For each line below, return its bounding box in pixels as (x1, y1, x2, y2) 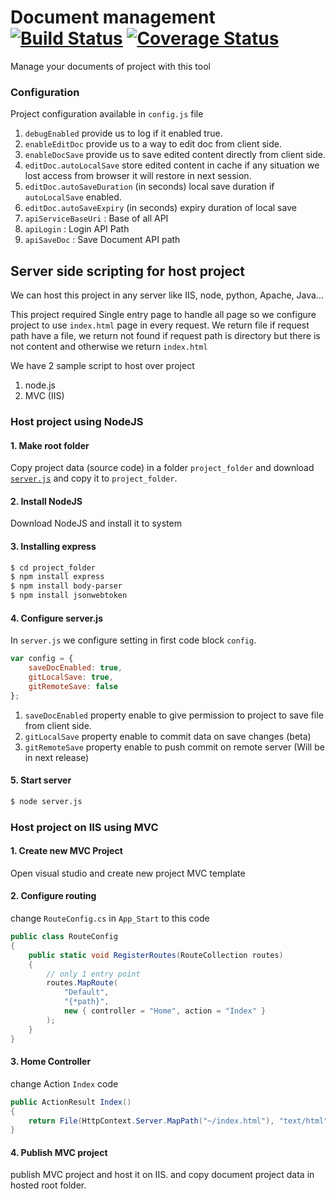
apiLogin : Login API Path (24, 223, 130, 235)
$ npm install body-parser (10, 581, 123, 591)
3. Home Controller (10, 1056, 92, 1068)
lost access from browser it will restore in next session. (24, 170, 252, 182)
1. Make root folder (10, 439, 90, 451)
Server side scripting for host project (10, 262, 246, 280)
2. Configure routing (10, 890, 97, 902)
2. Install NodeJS (10, 495, 83, 507)
